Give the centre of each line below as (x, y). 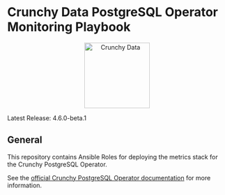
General (25, 140)
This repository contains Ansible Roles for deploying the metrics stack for (113, 157)
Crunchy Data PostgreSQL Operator (113, 12)
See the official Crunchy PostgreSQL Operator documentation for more (109, 178)
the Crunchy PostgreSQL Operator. (57, 164)
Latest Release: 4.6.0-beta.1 (47, 118)
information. (25, 185)
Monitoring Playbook (69, 27)
